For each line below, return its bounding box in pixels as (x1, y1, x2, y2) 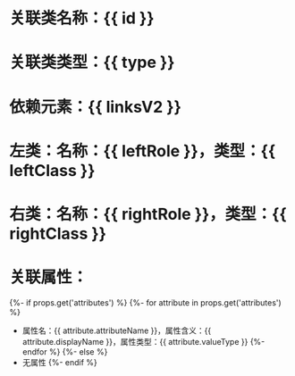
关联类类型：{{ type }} (9, 53, 175, 72)
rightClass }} (9, 223, 107, 244)
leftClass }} (9, 160, 96, 180)
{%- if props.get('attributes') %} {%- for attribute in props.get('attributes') (9, 297, 282, 308)
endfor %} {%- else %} (21, 346, 108, 357)
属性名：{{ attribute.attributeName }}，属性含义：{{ (21, 325, 212, 336)
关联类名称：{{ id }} (9, 8, 155, 29)
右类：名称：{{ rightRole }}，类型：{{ (9, 204, 288, 224)
